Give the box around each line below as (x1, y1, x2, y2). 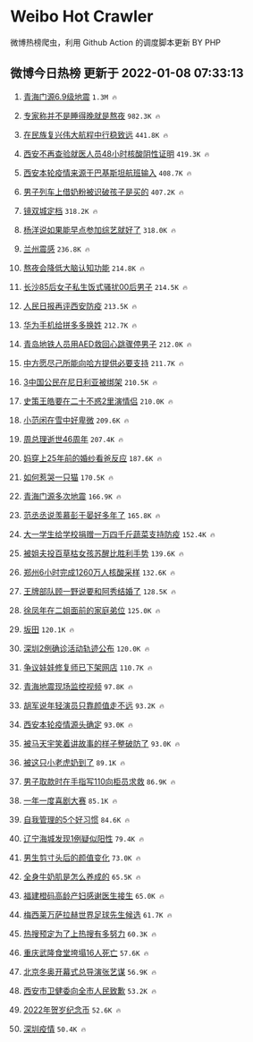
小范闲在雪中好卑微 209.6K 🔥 (22, 414, 130, 425)
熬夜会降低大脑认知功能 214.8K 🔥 (22, 262, 146, 273)
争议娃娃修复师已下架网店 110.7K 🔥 (22, 662, 153, 672)
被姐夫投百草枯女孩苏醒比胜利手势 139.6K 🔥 (22, 548, 184, 559)
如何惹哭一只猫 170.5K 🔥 (22, 472, 114, 483)
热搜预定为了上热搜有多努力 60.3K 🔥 (22, 928, 157, 939)
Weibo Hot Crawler (10, 6, 154, 27)
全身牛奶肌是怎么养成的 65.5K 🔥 (22, 871, 141, 882)
